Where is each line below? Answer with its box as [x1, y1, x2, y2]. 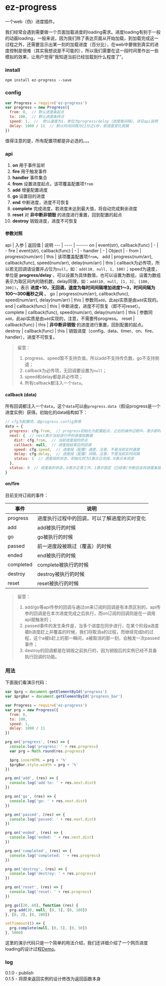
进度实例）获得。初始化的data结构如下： [5, 409, 88, 415]
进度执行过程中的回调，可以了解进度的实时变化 [37, 515, 146, 522]
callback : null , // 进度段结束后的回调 [14, 442, 91, 447]
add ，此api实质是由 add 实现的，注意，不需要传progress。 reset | [5, 316, 135, 322]
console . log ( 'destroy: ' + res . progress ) [9, 871, 96, 876]
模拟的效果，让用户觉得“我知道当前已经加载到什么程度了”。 [5, 54, 126, 59]
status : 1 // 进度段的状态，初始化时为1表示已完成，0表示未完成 [14, 456, 134, 461]
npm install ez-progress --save [5, 78, 72, 83]
